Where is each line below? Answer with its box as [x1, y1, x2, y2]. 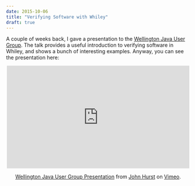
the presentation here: [6, 54, 60, 61]
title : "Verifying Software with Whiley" [6, 14, 109, 20]
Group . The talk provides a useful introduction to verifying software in [6, 42, 174, 49]
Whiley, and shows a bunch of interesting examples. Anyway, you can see [6, 48, 184, 55]
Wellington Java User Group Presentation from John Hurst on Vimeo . [15, 173, 181, 180]
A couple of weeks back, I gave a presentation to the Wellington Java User [6, 36, 186, 43]
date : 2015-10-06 [6, 8, 48, 15]
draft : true [6, 19, 35, 25]
